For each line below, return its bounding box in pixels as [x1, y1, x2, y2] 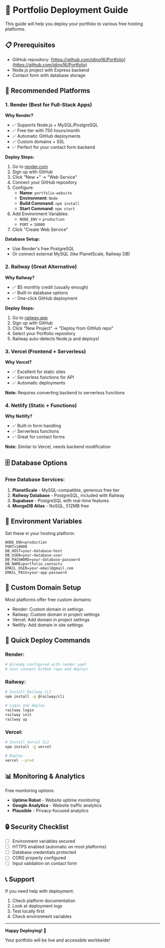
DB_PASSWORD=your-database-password [5, 557, 80, 562]
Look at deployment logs [12, 903, 63, 909]
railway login [5, 708, 34, 713]
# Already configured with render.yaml [5, 662, 87, 667]
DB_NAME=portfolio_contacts [5, 561, 63, 567]
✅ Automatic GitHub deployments [12, 133, 81, 139]
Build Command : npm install [19, 200, 80, 206]
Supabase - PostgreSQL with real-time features [12, 498, 110, 504]
